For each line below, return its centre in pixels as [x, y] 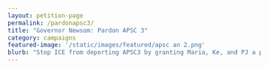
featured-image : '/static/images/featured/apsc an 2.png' [106, 45]
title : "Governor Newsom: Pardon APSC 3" [78, 30]
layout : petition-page [45, 15]
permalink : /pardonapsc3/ [51, 23]
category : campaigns [42, 38]
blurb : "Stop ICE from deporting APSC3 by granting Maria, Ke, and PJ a [132, 52]
